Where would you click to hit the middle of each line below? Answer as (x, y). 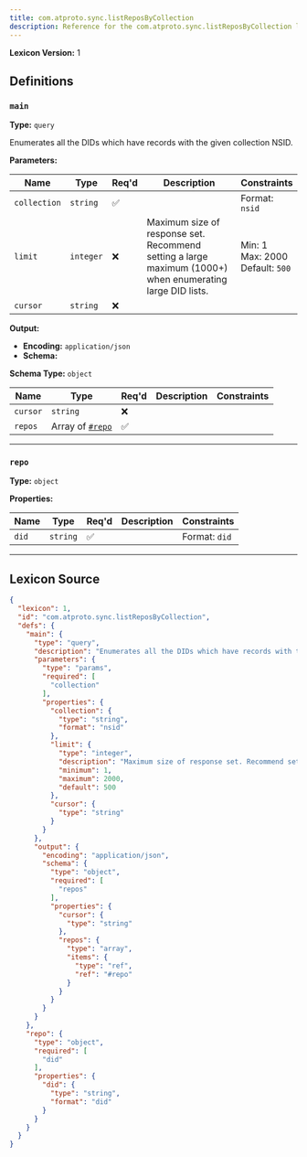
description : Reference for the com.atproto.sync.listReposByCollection (151, 27)
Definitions (42, 81)
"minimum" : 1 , (85, 770)
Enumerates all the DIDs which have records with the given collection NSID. (152, 143)
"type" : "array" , (100, 949)
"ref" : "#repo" (103, 974)
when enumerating (187, 280)
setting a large (177, 257)
